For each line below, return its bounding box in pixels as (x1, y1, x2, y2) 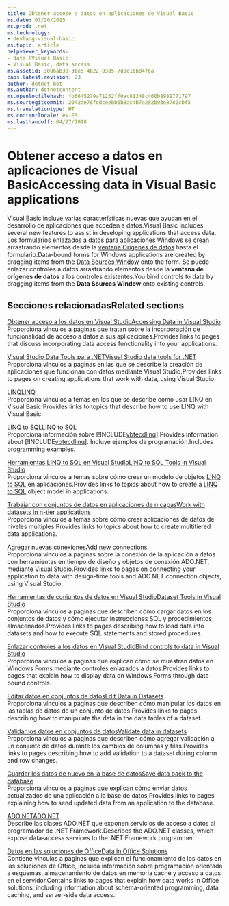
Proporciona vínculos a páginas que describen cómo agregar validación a (7, 735, 215, 743)
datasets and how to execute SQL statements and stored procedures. (7, 629, 203, 637)
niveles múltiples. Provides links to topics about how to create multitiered (7, 522, 211, 531)
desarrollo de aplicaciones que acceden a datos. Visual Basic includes (7, 221, 204, 230)
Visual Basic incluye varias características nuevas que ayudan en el (7, 214, 198, 223)
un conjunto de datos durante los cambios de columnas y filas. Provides (7, 742, 208, 750)
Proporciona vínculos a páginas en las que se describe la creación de (7, 360, 203, 369)
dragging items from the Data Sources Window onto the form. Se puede (7, 258, 210, 266)
